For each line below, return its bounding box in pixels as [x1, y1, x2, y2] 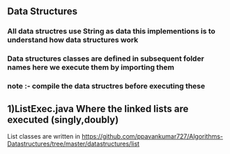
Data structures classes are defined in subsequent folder [7, 54, 204, 63]
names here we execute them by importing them [7, 63, 174, 72]
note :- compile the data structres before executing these [7, 82, 206, 91]
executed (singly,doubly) [7, 114, 119, 125]
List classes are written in [7, 132, 81, 140]
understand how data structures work [7, 35, 139, 45]
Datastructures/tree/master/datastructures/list [7, 139, 140, 148]
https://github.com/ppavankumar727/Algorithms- [81, 132, 224, 140]
